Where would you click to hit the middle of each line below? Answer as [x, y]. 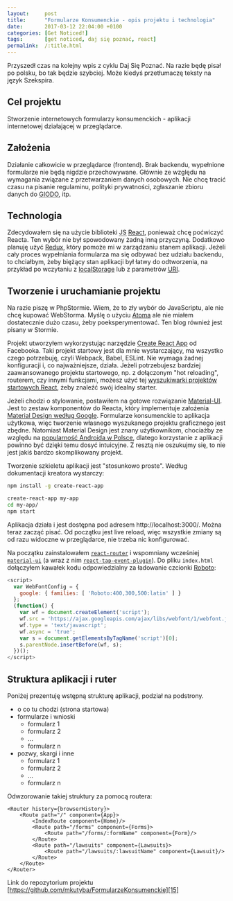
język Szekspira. [31, 80]
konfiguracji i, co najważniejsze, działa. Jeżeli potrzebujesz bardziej [104, 365]
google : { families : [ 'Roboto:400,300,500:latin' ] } [101, 593]
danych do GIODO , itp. [39, 194]
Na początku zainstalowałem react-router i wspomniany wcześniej [103, 552]
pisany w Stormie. [33, 330]
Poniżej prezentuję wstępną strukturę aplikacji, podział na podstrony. [105, 696]
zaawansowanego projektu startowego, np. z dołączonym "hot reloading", [113, 373]
